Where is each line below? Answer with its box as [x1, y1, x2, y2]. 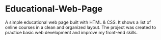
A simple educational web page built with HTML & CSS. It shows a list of [5, 19, 151, 25]
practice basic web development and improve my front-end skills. [5, 29, 138, 35]
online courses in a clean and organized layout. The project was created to [5, 24, 156, 30]
